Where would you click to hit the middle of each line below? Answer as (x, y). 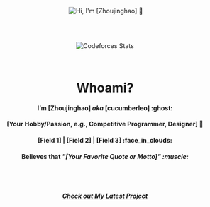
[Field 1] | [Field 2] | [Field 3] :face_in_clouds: (105, 140)
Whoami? (105, 88)
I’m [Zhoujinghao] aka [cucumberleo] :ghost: (105, 108)
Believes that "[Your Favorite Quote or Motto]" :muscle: (105, 156)
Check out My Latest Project (105, 196)
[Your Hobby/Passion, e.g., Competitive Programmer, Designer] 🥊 (105, 124)
